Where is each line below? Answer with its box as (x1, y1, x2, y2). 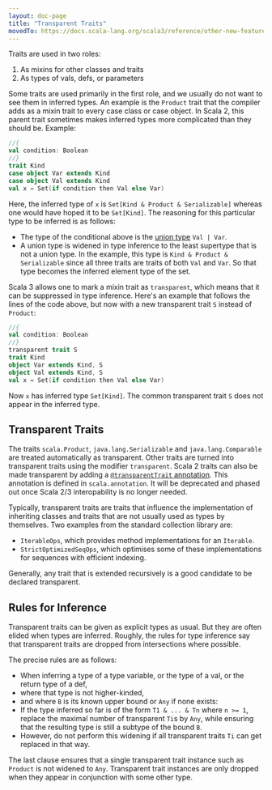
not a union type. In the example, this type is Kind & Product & (19, 248, 228, 259)
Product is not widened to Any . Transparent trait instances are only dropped (8, 764, 259, 774)
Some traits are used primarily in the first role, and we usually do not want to (8, 89, 263, 99)
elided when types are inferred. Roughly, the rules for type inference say (8, 631, 251, 640)
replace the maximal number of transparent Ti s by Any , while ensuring (19, 714, 254, 724)
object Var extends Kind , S (8, 361, 104, 369)
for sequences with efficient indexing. (19, 553, 147, 563)
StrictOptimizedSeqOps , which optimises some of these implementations (19, 544, 262, 554)
